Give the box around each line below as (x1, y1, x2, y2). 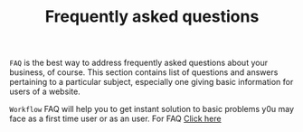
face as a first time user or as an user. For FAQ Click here (9, 113, 222, 124)
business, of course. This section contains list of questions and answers (9, 67, 279, 78)
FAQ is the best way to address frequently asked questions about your (9, 57, 269, 69)
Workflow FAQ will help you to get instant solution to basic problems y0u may (9, 104, 295, 115)
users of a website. (9, 86, 81, 97)
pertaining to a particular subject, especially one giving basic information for (9, 77, 294, 88)
